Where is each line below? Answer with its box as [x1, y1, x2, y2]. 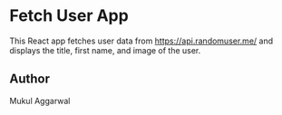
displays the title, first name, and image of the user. [9, 44, 201, 55]
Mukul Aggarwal [9, 95, 71, 106]
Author [9, 72, 50, 87]
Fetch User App [9, 5, 129, 26]
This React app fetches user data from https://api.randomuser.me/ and [9, 35, 274, 46]
